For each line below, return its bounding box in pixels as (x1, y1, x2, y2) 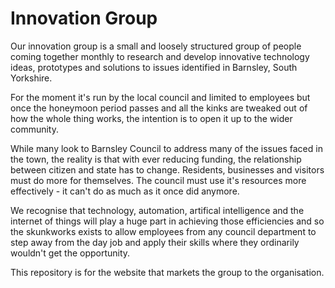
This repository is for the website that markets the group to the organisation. (10, 266, 325, 278)
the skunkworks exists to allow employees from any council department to (10, 225, 317, 237)
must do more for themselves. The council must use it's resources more (10, 174, 307, 186)
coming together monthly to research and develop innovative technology (10, 50, 310, 62)
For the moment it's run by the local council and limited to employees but (10, 91, 311, 103)
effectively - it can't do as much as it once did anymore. (10, 185, 240, 197)
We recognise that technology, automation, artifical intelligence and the (10, 204, 305, 216)
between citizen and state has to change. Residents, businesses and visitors (10, 163, 325, 176)
